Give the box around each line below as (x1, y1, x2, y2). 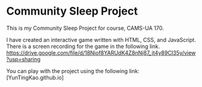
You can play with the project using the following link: (6, 67, 140, 74)
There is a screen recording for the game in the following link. (6, 43, 160, 50)
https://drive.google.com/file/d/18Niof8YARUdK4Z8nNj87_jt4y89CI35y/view (6, 49, 196, 56)
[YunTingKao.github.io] (6, 74, 64, 81)
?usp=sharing (6, 55, 41, 63)
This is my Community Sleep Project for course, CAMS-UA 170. (6, 24, 164, 32)
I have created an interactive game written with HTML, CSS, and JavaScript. (6, 36, 196, 43)
